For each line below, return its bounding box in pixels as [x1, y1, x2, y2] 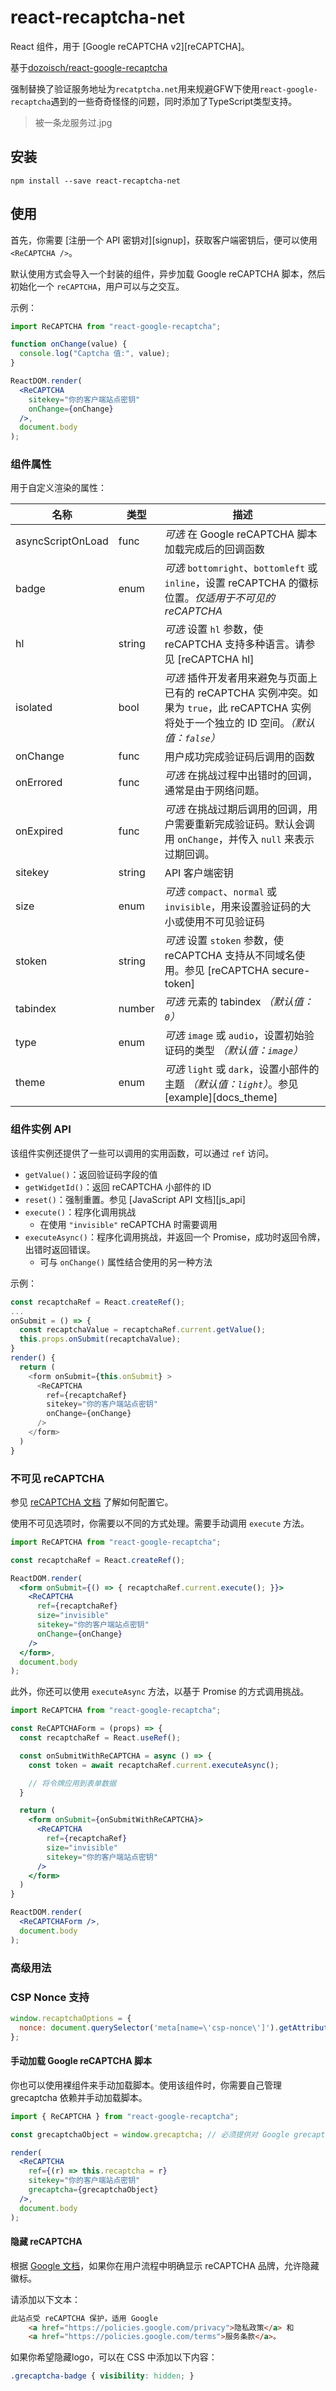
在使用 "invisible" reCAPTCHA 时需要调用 [39, 1218, 218, 1230]
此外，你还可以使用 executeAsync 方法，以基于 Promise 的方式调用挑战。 [10, 1686, 310, 1698]
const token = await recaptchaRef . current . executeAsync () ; [28, 1760, 280, 1770]
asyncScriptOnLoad [15, 534, 109, 548]
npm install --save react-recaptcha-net [10, 176, 182, 186]
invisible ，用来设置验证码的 [164, 900, 302, 914]
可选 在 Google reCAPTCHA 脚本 [164, 527, 318, 541]
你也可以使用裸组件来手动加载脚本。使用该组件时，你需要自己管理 [10, 2079, 282, 2091]
